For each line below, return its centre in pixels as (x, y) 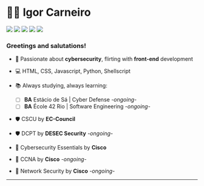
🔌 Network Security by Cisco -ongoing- (65, 171)
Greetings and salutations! (46, 46)
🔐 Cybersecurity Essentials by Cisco (61, 148)
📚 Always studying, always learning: (61, 86)
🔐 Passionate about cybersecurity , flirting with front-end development (104, 59)
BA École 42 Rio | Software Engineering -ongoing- (87, 106)
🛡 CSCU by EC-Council (45, 119)
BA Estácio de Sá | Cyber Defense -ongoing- (80, 100)
